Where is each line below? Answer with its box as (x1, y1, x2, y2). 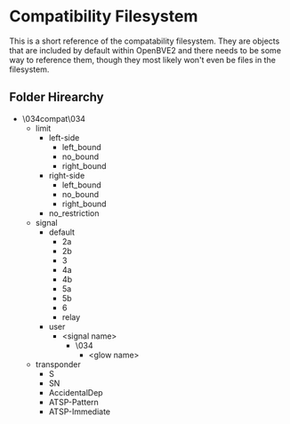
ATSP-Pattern (48, 396, 100, 407)
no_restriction (48, 207, 100, 219)
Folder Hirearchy (9, 90, 104, 105)
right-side (48, 170, 85, 180)
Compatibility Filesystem (9, 6, 198, 27)
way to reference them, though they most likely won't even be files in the (9, 54, 276, 65)
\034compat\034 (21, 113, 86, 124)
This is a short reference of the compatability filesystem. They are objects (9, 36, 280, 46)
